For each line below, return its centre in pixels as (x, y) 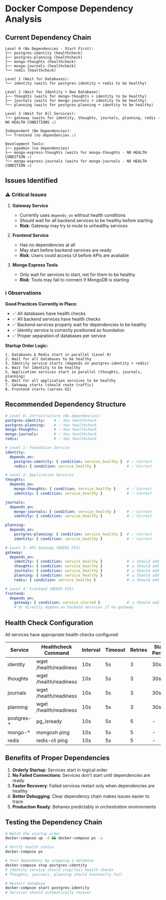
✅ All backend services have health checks (56, 319)
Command (57, 653)
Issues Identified (31, 181)
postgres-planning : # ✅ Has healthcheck (51, 425)
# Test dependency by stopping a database (49, 861)
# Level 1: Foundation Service (37, 448)
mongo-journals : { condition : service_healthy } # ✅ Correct (83, 512)
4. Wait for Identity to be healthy (43, 367)
